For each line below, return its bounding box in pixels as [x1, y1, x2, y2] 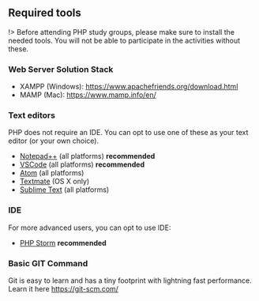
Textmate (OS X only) [19, 177, 90, 186]
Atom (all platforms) [19, 168, 84, 178]
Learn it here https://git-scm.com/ [8, 284, 118, 293]
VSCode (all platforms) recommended [19, 160, 145, 169]
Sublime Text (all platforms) [19, 185, 110, 194]
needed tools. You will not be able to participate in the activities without [8, 36, 241, 45]
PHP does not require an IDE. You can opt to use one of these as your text [8, 128, 249, 137]
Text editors [8, 110, 55, 121]
